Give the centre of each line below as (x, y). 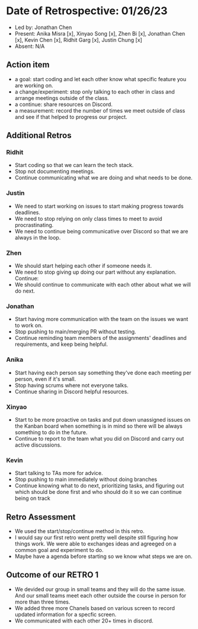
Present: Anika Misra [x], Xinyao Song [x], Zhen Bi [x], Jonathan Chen (100, 33)
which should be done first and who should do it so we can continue (98, 492)
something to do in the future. (51, 432)
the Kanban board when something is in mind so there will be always (98, 426)
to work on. (28, 325)
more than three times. (42, 602)
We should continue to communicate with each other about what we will (103, 285)
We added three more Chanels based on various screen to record (95, 608)
